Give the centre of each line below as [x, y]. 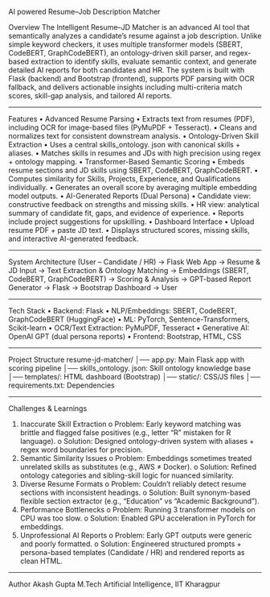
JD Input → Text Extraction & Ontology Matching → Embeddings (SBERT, [129, 270]
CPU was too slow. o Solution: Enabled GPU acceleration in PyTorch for [138, 518]
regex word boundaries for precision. [81, 450]
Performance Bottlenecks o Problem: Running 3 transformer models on [137, 510]
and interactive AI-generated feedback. [74, 238]
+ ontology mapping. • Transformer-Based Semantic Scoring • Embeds [127, 162]
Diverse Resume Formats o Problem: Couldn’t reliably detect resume [133, 484]
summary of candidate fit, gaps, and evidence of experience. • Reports [126, 213]
